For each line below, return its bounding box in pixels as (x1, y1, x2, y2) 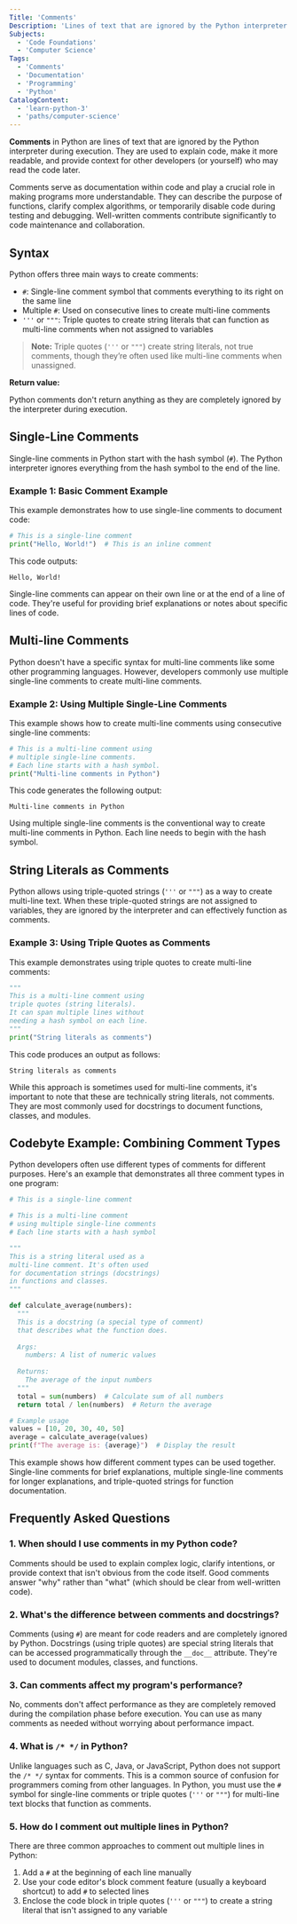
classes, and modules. (9, 1110, 91, 1120)
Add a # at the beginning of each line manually (21, 1866, 192, 1878)
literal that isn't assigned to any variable (21, 1904, 168, 1915)
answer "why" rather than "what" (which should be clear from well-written (9, 1577, 281, 1587)
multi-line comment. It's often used (9, 1260, 149, 1270)
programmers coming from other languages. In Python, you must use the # (9, 1779, 282, 1790)
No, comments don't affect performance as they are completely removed (9, 1699, 277, 1710)
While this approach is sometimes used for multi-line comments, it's (9, 1081, 257, 1092)
